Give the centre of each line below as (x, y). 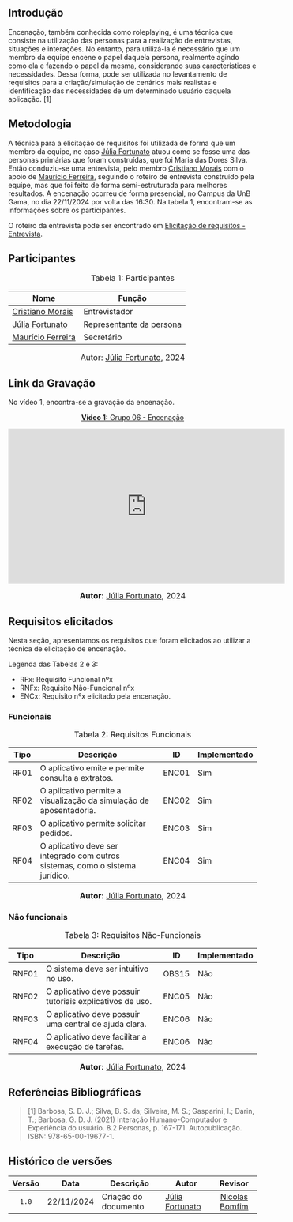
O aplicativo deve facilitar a (96, 1036)
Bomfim (234, 1207)
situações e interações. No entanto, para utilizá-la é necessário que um (124, 49)
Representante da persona (132, 324)
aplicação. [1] (30, 99)
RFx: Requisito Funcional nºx (66, 680)
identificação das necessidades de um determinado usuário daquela (120, 91)
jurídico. (55, 875)
